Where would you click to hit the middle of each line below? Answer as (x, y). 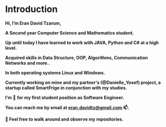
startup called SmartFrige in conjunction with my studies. (66, 88)
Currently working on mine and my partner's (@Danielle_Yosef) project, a (83, 82)
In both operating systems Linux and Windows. (55, 73)
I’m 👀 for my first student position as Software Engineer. (65, 97)
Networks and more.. (28, 63)
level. (11, 48)
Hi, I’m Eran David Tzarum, (33, 23)
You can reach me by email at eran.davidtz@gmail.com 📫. (67, 107)
